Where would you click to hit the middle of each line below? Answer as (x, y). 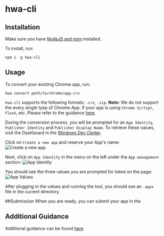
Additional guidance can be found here (44, 228)
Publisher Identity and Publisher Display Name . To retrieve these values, (80, 127)
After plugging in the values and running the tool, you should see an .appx (80, 186)
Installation (23, 27)
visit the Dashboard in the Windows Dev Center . (53, 132)
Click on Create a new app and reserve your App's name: (62, 142)
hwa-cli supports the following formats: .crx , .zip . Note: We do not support (82, 102)
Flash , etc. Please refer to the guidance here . (51, 113)
